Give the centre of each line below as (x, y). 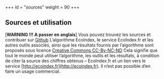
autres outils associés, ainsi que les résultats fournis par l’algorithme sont (80, 45)
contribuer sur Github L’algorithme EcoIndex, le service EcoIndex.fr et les (79, 39)
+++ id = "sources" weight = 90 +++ (42, 7)
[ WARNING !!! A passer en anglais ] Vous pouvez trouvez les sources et (78, 35)
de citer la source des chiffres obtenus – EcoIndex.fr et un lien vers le (76, 61)
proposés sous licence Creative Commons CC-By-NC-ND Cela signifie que (81, 50)
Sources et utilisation (38, 22)
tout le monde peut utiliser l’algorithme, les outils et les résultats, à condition (82, 55)
